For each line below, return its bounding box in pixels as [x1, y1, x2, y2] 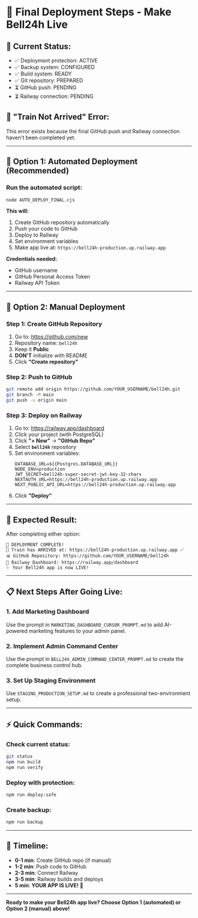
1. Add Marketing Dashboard [6, 608, 90, 616]
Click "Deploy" [14, 492, 52, 499]
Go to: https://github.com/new [14, 333, 88, 340]
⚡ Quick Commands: [6, 719, 83, 729]
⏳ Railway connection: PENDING [14, 93, 94, 100]
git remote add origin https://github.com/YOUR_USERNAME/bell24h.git [6, 386, 181, 392]
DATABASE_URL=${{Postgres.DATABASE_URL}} [14, 461, 118, 467]
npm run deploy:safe [6, 792, 57, 798]
